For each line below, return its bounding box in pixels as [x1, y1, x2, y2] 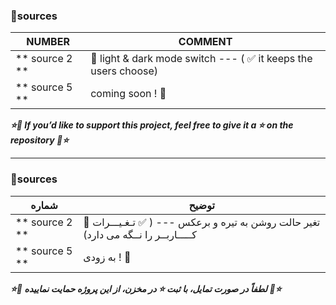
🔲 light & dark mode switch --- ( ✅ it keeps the [90, 52, 313, 66]
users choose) [90, 64, 159, 78]
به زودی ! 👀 [83, 250, 132, 264]
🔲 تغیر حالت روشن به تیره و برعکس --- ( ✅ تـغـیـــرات [83, 215, 321, 229]
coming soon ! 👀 [90, 87, 167, 101]
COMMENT [178, 35, 233, 49]
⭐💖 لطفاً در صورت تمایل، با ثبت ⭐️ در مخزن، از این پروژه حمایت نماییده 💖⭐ [10, 282, 282, 294]
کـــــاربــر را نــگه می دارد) [83, 227, 197, 241]
